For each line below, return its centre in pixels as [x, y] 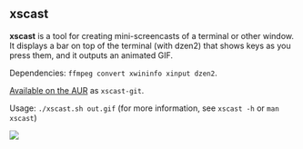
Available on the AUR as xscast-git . [77, 90]
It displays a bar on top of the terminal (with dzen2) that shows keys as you [150, 45]
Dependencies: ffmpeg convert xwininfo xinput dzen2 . [113, 73]
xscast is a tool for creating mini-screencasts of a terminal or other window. [151, 35]
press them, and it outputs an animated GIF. [91, 55]
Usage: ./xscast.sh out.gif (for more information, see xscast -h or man [144, 108]
